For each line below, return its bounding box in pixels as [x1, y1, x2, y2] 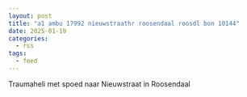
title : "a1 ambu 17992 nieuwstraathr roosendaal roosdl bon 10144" [8, 19, 241, 27]
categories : [8, 34, 48, 43]
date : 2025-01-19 [8, 27, 67, 35]
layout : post [8, 11, 52, 20]
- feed [15, 57, 38, 65]
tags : [8, 49, 27, 57]
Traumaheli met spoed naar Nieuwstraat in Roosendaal [8, 78, 191, 89]
